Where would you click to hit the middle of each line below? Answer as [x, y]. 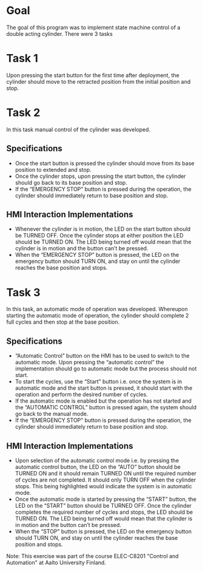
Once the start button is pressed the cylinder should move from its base [105, 163]
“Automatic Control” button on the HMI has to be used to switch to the [102, 356]
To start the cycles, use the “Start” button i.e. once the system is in [98, 382]
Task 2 [23, 113]
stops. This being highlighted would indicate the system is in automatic [103, 486]
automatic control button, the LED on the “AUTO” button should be [98, 467]
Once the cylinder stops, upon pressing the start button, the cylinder [100, 176]
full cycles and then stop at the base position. [63, 322]
